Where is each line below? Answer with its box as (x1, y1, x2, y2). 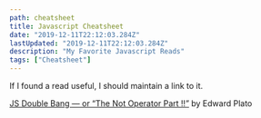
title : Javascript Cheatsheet (9, 22, 125, 31)
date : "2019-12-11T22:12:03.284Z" (9, 30, 141, 39)
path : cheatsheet (9, 13, 75, 23)
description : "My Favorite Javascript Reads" (9, 47, 185, 56)
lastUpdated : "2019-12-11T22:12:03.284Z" (9, 38, 169, 48)
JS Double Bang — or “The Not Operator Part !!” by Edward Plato (9, 98, 253, 109)
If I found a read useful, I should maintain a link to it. (9, 81, 204, 91)
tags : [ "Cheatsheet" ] (9, 55, 92, 64)
